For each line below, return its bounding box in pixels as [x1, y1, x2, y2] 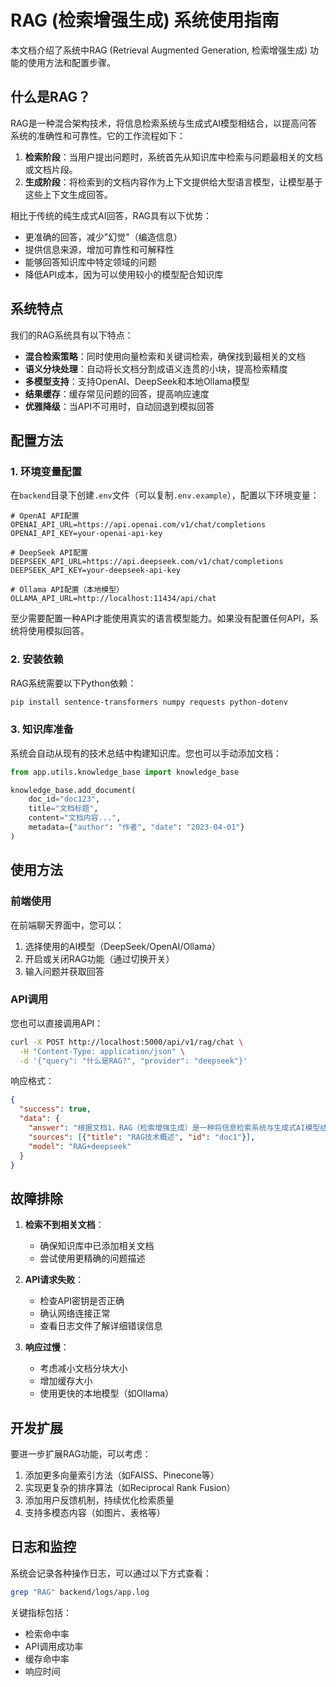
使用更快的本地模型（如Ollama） [39, 1387, 175, 1400]
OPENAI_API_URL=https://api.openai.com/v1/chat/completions [10, 520, 267, 530]
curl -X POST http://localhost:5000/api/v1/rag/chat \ [10, 1037, 244, 1047]
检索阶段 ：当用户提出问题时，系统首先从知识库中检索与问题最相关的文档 [24, 151, 323, 163]
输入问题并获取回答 [24, 965, 105, 977]
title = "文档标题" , [28, 804, 99, 814]
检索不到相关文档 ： [24, 1219, 105, 1231]
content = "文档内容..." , [28, 813, 122, 823]
